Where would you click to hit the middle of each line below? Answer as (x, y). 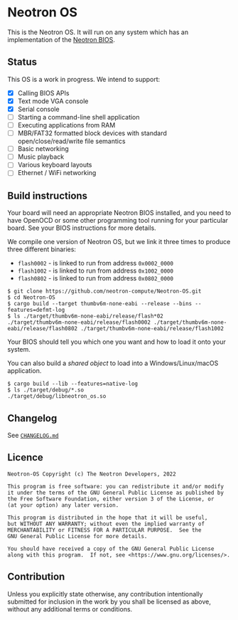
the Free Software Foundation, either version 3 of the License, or (111, 499)
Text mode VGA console (53, 101)
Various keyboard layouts (55, 165)
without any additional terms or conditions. (70, 609)
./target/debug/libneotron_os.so (57, 396)
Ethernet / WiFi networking (57, 173)
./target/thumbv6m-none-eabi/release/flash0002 (79, 322)
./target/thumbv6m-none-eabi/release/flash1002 (152, 329)
